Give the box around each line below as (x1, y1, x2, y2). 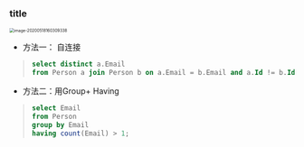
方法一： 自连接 (22, 41, 81, 52)
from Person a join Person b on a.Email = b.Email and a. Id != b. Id (31, 69, 296, 78)
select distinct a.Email (31, 60, 126, 69)
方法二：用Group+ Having (22, 86, 119, 96)
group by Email (31, 120, 90, 129)
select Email (31, 104, 81, 113)
